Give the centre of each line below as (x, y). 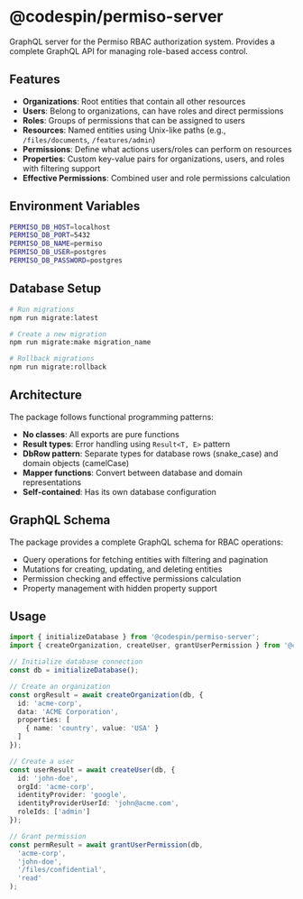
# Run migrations (42, 309)
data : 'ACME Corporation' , (68, 711)
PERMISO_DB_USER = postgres (58, 252)
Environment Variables (75, 206)
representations (52, 482)
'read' (30, 878)
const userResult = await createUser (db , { (92, 770)
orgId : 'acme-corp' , (56, 786)
